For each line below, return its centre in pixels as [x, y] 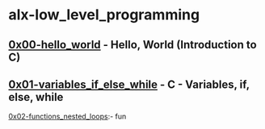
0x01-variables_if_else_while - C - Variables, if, [129, 84]
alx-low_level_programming [104, 15]
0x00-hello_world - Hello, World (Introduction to [132, 45]
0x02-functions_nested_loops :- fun [67, 117]
